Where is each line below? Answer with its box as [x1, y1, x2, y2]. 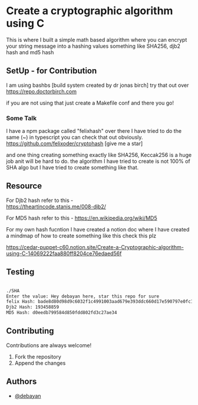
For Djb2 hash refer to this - [6, 197, 74, 204]
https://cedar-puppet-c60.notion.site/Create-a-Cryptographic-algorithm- [6, 243, 184, 250]
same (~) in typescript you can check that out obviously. [6, 134, 143, 141]
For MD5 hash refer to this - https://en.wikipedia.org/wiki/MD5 [6, 214, 157, 221]
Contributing [6, 326, 54, 336]
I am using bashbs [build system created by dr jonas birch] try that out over [6, 81, 189, 89]
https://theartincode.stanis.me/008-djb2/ [6, 203, 106, 210]
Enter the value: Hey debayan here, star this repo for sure [6, 293, 160, 299]
